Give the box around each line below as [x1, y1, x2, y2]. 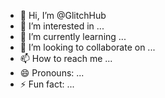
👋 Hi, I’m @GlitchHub [19, 10, 107, 21]
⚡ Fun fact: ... [19, 78, 75, 90]
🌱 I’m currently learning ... [19, 31, 127, 42]
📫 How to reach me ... [19, 53, 113, 64]
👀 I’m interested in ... [19, 20, 105, 32]
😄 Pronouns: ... [19, 67, 85, 79]
